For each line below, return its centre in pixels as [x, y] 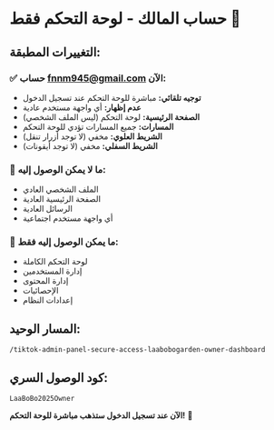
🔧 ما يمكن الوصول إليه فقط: [64, 242]
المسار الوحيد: [45, 329]
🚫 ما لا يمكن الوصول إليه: [58, 169]
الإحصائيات [40, 291]
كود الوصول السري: [59, 378]
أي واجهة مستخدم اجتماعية [68, 218]
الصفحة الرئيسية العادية [62, 199]
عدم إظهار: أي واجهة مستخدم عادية [82, 107]
